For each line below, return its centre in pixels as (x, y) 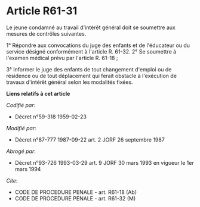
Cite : (12, 180)
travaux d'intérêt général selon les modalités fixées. (70, 82)
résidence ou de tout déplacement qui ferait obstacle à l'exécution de (92, 76)
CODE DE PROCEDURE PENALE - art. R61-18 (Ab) (76, 192)
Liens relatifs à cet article (38, 93)
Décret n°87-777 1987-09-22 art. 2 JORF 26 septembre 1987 (90, 139)
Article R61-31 (42, 11)
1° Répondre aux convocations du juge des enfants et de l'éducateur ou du (98, 45)
